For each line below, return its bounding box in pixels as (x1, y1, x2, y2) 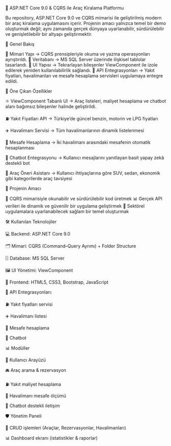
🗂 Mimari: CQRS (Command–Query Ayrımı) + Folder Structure (5, 243, 136, 249)
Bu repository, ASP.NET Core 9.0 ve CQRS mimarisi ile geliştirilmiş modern (5, 15, 162, 20)
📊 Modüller (5, 345, 30, 351)
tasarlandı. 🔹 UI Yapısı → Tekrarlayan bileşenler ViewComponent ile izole (5, 62, 158, 68)
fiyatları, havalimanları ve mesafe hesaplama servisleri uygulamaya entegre (5, 73, 163, 79)
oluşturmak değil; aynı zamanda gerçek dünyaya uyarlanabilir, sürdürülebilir (5, 26, 164, 32)
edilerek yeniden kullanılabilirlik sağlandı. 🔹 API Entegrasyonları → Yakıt (5, 67, 155, 73)
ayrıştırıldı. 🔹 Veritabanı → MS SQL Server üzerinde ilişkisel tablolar (5, 56, 146, 62)
